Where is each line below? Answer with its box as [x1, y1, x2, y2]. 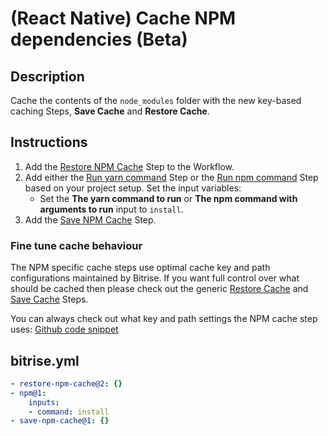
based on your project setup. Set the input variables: [24, 182, 242, 194]
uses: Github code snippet [10, 323, 119, 336]
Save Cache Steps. [10, 293, 89, 306]
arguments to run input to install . [39, 203, 184, 215]
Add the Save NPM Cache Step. [24, 213, 157, 226]
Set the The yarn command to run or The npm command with [39, 192, 298, 204]
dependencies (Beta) [10, 28, 188, 51]
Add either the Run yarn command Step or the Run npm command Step [24, 171, 319, 183]
